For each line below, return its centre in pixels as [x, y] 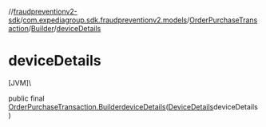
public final [27, 98]
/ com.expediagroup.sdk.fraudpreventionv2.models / [105, 20]
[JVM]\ [20, 82]
